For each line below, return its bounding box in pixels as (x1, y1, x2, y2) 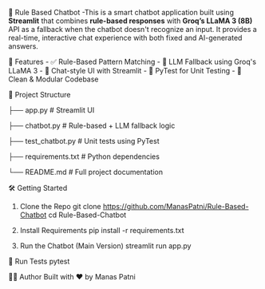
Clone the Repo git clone (19, 202, 101, 211)
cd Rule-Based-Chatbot (48, 210, 127, 220)
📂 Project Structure (8, 90, 71, 99)
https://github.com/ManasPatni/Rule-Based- (102, 202, 249, 211)
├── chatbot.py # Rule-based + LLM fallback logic (8, 121, 176, 130)
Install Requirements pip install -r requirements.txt (19, 226, 185, 235)
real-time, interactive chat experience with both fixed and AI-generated (8, 33, 243, 42)
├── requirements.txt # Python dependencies (8, 152, 160, 161)
